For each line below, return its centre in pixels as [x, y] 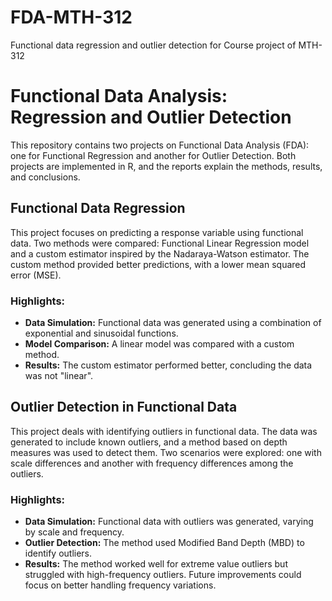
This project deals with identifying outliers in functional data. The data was [164, 431]
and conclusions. [45, 177]
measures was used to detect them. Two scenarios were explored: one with [166, 452]
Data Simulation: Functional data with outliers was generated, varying [169, 522]
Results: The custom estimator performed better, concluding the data [168, 365]
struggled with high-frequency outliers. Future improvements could [163, 575]
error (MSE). [36, 275]
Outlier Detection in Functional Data [124, 407]
